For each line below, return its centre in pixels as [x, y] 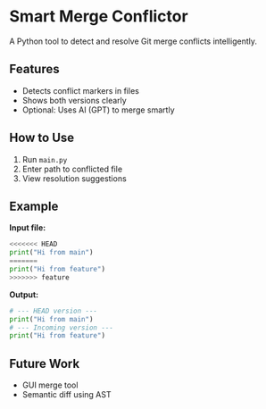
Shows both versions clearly [74, 100]
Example [34, 206]
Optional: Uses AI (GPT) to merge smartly [98, 110]
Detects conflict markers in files [81, 90]
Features [34, 69]
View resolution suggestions [74, 178]
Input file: [28, 228]
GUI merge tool [50, 385]
